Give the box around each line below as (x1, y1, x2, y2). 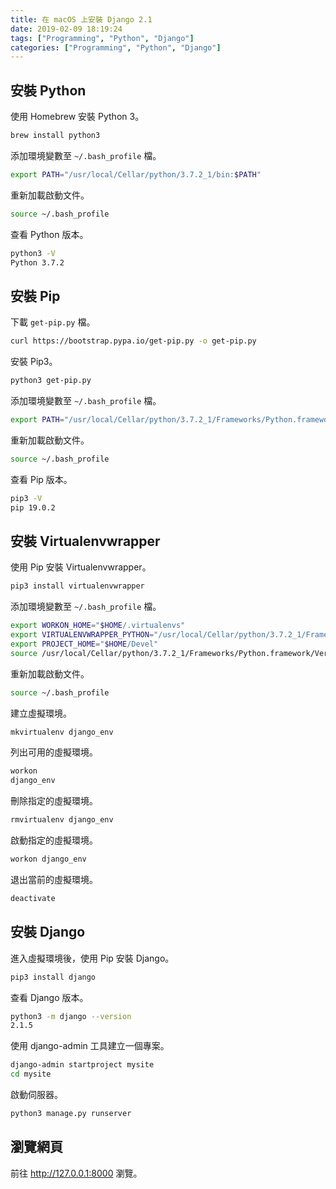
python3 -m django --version (10, 1011, 132, 1021)
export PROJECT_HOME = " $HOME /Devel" (10, 639, 159, 649)
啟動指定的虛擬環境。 (10, 834, 98, 846)
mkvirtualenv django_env (10, 727, 114, 737)
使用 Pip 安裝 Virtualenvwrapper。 (10, 561, 152, 573)
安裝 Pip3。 (10, 356, 58, 368)
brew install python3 (10, 131, 101, 141)
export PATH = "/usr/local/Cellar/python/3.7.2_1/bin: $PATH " (10, 169, 262, 180)
